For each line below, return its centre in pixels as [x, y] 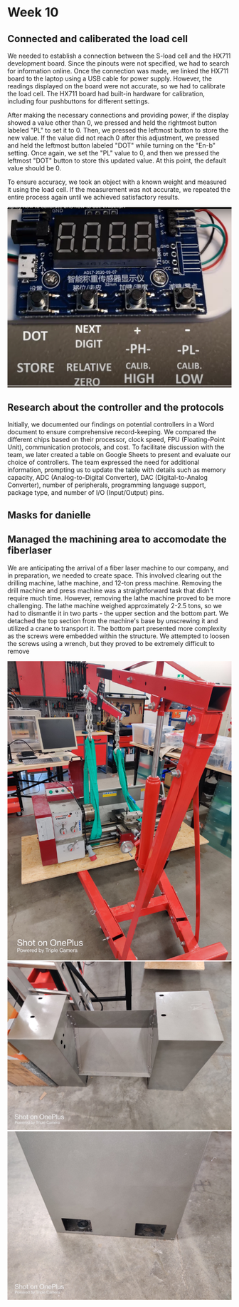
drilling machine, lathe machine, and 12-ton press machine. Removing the [115, 583]
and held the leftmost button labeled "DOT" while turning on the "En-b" [111, 145]
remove [18, 651]
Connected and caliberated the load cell [98, 39]
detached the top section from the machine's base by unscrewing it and [113, 620]
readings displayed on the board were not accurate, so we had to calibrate [116, 86]
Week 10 [33, 12]
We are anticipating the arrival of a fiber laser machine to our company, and [118, 568]
